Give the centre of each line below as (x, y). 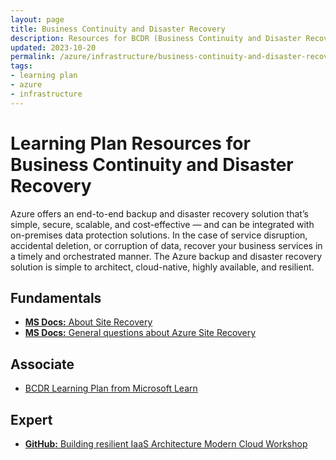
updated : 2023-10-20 (53, 47)
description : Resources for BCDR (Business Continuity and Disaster (156, 38)
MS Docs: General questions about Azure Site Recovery (140, 333)
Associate (42, 364)
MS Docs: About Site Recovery (88, 322)
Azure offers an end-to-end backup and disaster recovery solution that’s (159, 213)
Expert (31, 419)
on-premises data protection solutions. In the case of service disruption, (159, 235)
